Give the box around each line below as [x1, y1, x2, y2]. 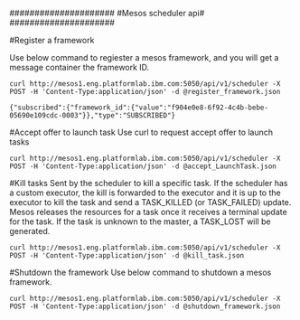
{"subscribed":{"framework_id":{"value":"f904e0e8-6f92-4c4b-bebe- [9, 103, 269, 112]
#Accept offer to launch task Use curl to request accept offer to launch [9, 127, 274, 137]
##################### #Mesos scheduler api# [9, 8, 205, 18]
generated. [9, 226, 51, 236]
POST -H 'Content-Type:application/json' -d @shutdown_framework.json [9, 302, 281, 311]
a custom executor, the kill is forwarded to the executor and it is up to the [9, 187, 282, 198]
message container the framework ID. [9, 62, 150, 72]
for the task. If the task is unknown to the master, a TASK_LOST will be [9, 216, 271, 227]
